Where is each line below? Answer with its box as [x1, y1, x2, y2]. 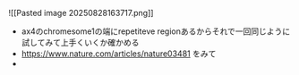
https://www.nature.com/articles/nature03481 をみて [21, 48, 217, 59]
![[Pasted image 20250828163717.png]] [8, 8, 154, 18]
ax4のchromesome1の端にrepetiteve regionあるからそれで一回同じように [21, 26, 291, 37]
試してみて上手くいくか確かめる [21, 37, 140, 47]
